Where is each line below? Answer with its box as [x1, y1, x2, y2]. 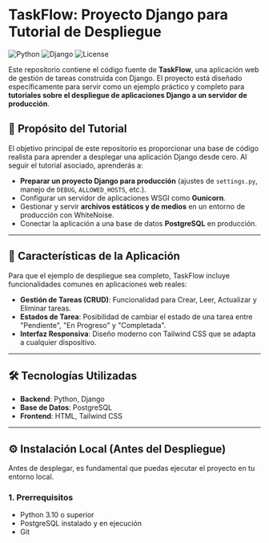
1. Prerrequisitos [8, 492, 74, 503]
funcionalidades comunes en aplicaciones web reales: [8, 279, 187, 289]
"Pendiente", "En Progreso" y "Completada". [19, 320, 167, 330]
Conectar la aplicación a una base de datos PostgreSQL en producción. [19, 218, 258, 228]
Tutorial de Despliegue [8, 22, 162, 41]
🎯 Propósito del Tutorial [8, 122, 127, 136]
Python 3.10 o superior [19, 510, 94, 520]
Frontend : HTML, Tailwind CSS [19, 411, 122, 421]
